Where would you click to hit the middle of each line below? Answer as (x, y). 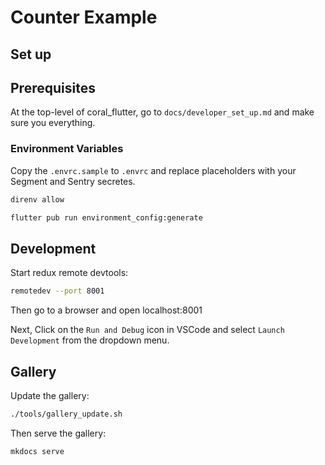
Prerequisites (53, 87)
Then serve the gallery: (58, 433)
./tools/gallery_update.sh (66, 414)
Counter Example (84, 17)
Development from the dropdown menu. (90, 340)
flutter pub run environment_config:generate (106, 217)
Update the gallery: (50, 395)
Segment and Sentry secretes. (73, 181)
